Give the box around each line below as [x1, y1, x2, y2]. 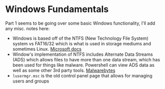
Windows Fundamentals [5, 4, 109, 15]
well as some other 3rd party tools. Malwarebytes [12, 67, 116, 73]
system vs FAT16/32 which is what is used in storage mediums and [12, 40, 151, 46]
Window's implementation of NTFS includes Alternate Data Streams [12, 51, 153, 57]
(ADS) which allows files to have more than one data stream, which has [12, 56, 160, 62]
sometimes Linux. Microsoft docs [12, 46, 82, 52]
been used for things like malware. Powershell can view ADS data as [12, 62, 155, 68]
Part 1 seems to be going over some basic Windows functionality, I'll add [5, 20, 155, 26]
